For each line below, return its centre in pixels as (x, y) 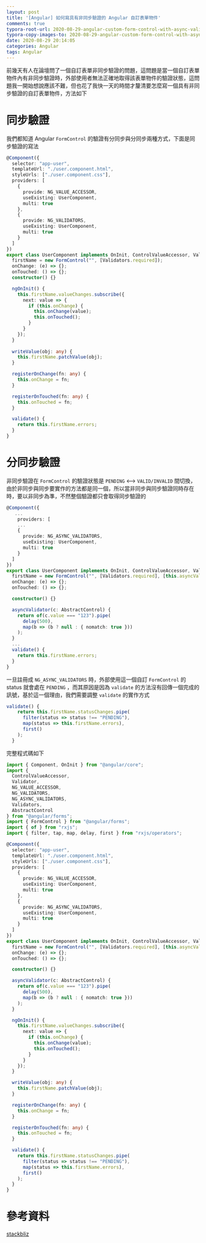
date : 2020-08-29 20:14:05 (41, 41)
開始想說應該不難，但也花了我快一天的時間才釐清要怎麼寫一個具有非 (108, 85)
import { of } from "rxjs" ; (42, 827)
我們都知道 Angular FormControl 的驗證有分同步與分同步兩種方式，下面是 (98, 138)
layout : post (23, 12)
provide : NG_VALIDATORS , (54, 221)
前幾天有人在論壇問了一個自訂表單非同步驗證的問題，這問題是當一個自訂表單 (103, 70)
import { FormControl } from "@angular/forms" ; (68, 822)
